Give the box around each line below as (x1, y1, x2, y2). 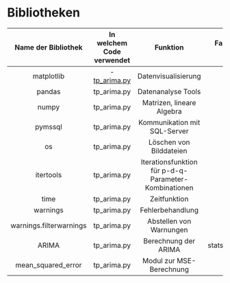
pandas (36, 87, 61, 96)
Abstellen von (146, 216, 192, 226)
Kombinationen (144, 183, 194, 192)
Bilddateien (151, 146, 188, 155)
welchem (97, 38, 128, 47)
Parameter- (150, 174, 188, 183)
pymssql (35, 122, 63, 131)
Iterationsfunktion (140, 157, 198, 166)
